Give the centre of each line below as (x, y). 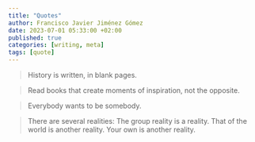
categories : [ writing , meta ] (56, 45)
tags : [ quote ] (32, 52)
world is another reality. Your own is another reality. (112, 129)
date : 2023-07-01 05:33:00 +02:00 (65, 30)
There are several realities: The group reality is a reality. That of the (137, 121)
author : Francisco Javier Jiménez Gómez (76, 23)
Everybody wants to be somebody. (84, 106)
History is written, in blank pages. (82, 75)
